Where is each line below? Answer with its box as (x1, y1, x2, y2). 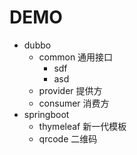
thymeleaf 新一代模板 (38, 120, 127, 132)
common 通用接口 (38, 51, 114, 63)
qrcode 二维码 (38, 132, 98, 145)
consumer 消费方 (38, 97, 110, 109)
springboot (23, 108, 70, 120)
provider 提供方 (38, 84, 103, 96)
